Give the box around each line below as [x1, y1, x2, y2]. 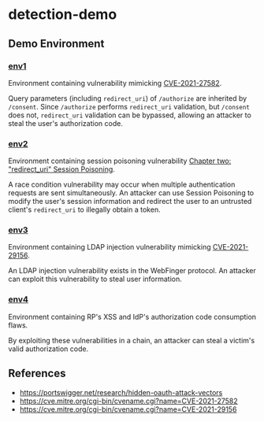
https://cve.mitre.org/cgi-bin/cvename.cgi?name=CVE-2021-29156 [19, 404, 237, 414]
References [8, 367, 66, 380]
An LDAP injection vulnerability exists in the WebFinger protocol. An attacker [8, 266, 256, 276]
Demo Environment [8, 37, 105, 50]
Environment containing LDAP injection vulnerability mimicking [8, 242, 211, 252]
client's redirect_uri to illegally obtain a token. [8, 205, 161, 214]
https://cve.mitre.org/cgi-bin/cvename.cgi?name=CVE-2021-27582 [19, 396, 238, 405]
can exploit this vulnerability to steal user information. [8, 274, 183, 284]
